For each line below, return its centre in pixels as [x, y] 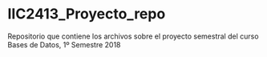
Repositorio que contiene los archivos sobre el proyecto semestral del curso [133, 36]
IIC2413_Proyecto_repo [87, 14]
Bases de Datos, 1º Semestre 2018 [64, 44]
